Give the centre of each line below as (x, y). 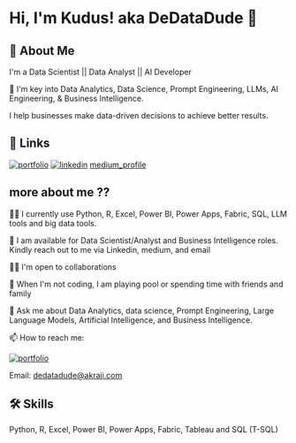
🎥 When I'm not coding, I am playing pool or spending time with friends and (146, 284)
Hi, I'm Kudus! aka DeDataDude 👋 (133, 18)
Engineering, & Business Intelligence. (76, 98)
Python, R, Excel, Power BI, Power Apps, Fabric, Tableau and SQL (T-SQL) (144, 430)
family (20, 293)
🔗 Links (30, 144)
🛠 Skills (32, 405)
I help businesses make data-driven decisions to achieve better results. (139, 115)
